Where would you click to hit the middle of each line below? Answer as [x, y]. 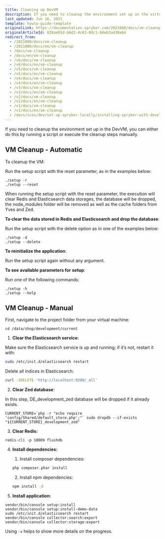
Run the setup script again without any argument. [55, 260]
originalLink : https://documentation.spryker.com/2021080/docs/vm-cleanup [83, 28]
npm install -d [28, 486]
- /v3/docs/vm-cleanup [33, 87]
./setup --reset [22, 185]
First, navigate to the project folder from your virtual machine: [67, 320]
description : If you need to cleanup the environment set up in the [77, 14]
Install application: [32, 496]
